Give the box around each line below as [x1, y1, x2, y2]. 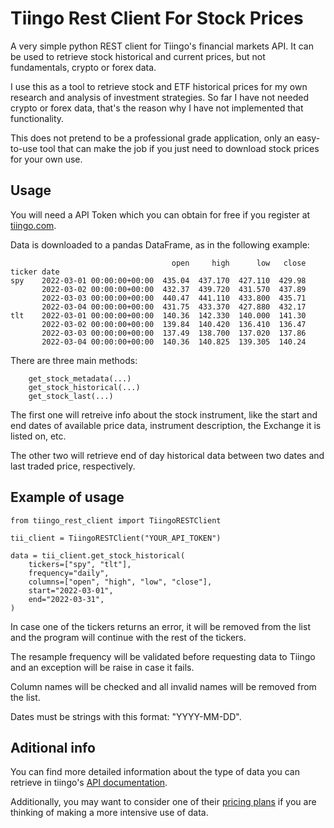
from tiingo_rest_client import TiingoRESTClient [10, 515, 222, 526]
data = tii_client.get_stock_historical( [10, 550, 186, 561]
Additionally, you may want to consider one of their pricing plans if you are [10, 796, 317, 808]
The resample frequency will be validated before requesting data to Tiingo [10, 650, 316, 662]
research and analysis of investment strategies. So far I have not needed [10, 91, 309, 103]
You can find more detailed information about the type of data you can [10, 766, 300, 778]
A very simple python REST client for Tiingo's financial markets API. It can [10, 40, 314, 52]
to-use [10, 142, 38, 154]
